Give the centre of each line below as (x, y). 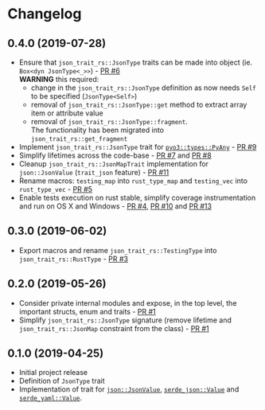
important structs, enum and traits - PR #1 (87, 311)
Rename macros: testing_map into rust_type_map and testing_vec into (133, 181)
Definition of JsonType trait (62, 381)
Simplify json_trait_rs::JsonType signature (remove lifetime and (125, 320)
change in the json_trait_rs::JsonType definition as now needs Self (143, 88)
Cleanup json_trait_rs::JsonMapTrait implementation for (113, 164)
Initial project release (53, 373)
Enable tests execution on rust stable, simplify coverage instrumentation (137, 197)
